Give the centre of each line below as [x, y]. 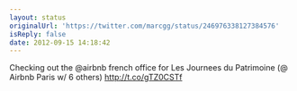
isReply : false [38, 34]
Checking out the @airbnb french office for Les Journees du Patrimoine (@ [148, 68]
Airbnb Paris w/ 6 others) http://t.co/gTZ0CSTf [96, 78]
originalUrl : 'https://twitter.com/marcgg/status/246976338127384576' [144, 26]
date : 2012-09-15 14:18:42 [60, 42]
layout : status [38, 17]
